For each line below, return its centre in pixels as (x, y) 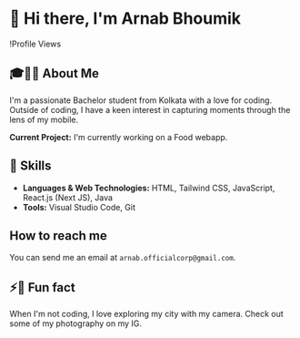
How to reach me (58, 236)
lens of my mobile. (44, 119)
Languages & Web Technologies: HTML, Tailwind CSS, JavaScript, (149, 188)
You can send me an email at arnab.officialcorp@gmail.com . (123, 258)
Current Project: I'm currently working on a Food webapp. (119, 137)
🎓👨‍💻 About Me (55, 73)
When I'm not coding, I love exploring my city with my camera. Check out (146, 314)
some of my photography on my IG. (76, 323)
